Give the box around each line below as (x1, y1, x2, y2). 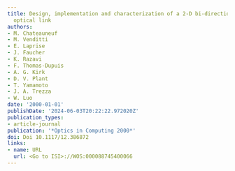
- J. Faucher (7, 50, 45, 57)
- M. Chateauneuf (7, 29, 58, 37)
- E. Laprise (7, 43, 45, 50)
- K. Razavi (7, 56, 42, 63)
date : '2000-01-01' (7, 101, 64, 108)
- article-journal (7, 120, 61, 128)
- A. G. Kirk (7, 68, 45, 75)
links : (7, 140, 27, 147)
